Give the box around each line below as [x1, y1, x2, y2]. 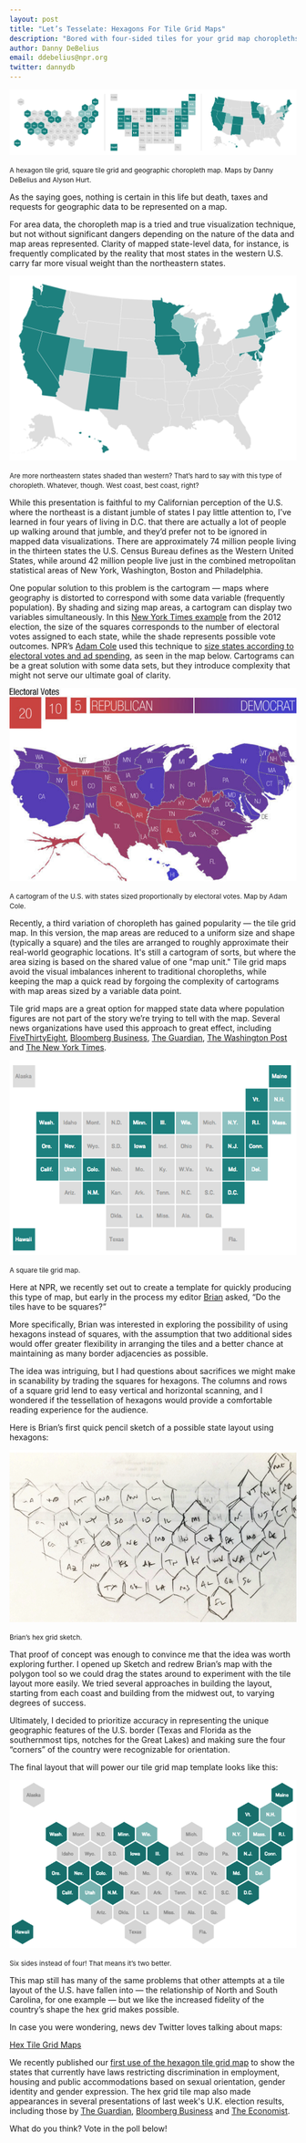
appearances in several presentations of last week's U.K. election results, [9, 2096, 285, 2107]
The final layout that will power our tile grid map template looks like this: [9, 1761, 279, 1773]
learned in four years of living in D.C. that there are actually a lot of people [9, 516, 287, 528]
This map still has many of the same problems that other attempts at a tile [9, 1975, 285, 1986]
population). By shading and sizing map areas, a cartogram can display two [9, 602, 292, 613]
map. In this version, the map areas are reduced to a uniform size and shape [9, 927, 296, 938]
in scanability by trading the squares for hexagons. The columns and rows [9, 1375, 288, 1386]
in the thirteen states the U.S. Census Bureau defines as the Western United [9, 545, 294, 556]
